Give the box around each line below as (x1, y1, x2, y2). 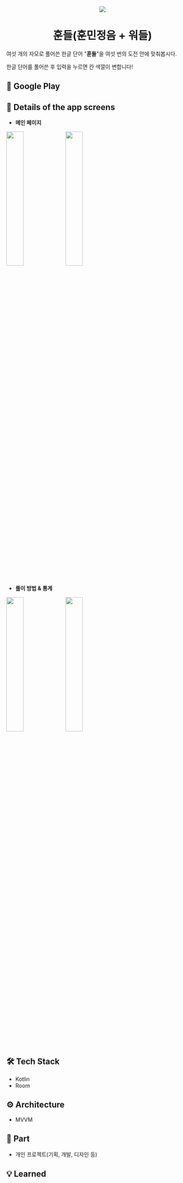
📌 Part (6, 1133, 30, 1144)
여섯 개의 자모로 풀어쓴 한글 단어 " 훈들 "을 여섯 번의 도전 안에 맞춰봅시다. (6, 50, 177, 57)
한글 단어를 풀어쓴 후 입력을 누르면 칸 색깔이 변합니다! (6, 63, 133, 70)
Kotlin (15, 1075, 30, 1083)
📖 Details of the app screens (6, 102, 115, 113)
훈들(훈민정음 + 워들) (52, 29, 152, 43)
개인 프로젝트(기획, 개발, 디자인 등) (15, 1151, 98, 1158)
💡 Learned (6, 1168, 46, 1179)
